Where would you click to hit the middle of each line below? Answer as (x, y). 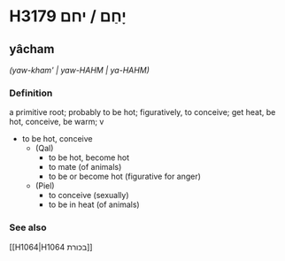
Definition (31, 93)
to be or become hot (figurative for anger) (125, 177)
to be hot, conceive (57, 139)
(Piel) (45, 186)
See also (28, 227)
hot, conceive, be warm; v (57, 122)
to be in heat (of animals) (94, 204)
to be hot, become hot (89, 157)
